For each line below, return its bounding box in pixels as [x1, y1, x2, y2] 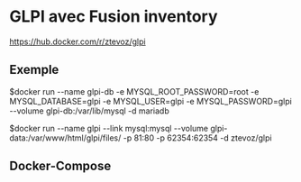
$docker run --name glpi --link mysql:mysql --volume [9, 123, 209, 133]
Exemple [9, 62, 59, 77]
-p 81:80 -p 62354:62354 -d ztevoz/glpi [123, 132, 272, 143]
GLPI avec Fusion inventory [9, 6, 218, 27]
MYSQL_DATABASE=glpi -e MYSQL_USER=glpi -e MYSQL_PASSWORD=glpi [9, 96, 293, 106]
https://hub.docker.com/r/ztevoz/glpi [9, 36, 146, 47]
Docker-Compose [9, 159, 112, 174]
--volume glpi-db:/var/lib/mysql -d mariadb [9, 105, 169, 116]
